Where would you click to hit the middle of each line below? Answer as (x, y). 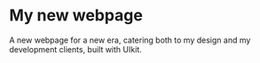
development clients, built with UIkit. (75, 49)
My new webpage (76, 16)
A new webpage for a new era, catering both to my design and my (130, 40)
